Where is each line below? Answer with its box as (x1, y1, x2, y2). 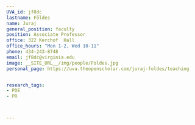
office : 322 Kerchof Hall (6, 37, 75, 43)
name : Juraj (6, 20, 37, 26)
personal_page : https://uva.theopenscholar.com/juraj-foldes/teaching (6, 65, 190, 72)
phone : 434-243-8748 (6, 49, 59, 55)
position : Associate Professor (6, 32, 86, 38)
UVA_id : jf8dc (6, 9, 43, 15)
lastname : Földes (6, 15, 51, 21)
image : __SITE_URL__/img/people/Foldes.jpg (6, 60, 119, 66)
